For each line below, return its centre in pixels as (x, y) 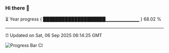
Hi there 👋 (18, 8)
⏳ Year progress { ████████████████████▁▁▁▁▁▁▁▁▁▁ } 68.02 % (83, 19)
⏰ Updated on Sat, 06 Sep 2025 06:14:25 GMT (54, 35)
